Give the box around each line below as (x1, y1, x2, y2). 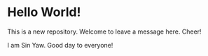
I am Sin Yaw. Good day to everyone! (7, 41, 113, 49)
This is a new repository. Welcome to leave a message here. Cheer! (7, 27, 202, 36)
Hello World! (7, 4, 81, 20)
